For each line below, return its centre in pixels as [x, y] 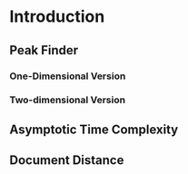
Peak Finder [44, 50]
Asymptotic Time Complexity [94, 129]
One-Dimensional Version [68, 76]
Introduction [57, 17]
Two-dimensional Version [67, 100]
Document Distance [67, 160]
